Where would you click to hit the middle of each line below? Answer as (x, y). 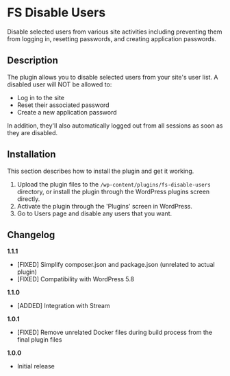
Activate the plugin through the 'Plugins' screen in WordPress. (105, 206)
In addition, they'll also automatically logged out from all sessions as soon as (115, 126)
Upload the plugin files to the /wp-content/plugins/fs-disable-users (114, 184)
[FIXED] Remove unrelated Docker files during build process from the (115, 332)
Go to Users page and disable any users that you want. (94, 213)
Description (33, 61)
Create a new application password (67, 112)
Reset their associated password (63, 105)
